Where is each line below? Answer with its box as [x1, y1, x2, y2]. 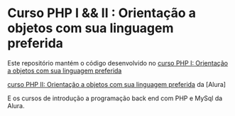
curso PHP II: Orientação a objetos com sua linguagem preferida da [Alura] [7, 80, 226, 88]
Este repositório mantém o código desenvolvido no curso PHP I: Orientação [7, 58, 229, 67]
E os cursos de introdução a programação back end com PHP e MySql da [7, 94, 223, 102]
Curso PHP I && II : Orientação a [7, 5, 197, 21]
